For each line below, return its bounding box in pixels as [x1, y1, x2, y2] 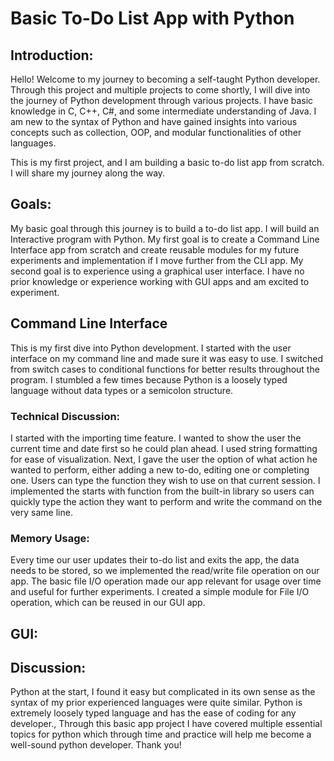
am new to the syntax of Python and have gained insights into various [10, 116, 298, 127]
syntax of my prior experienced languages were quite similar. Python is [10, 697, 303, 709]
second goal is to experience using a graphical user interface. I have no [10, 265, 305, 277]
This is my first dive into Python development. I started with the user [10, 342, 292, 354]
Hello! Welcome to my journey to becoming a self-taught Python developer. [10, 73, 321, 85]
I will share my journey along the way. [10, 167, 166, 179]
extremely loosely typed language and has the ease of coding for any [10, 707, 297, 719]
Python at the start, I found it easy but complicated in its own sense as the [10, 686, 316, 698]
